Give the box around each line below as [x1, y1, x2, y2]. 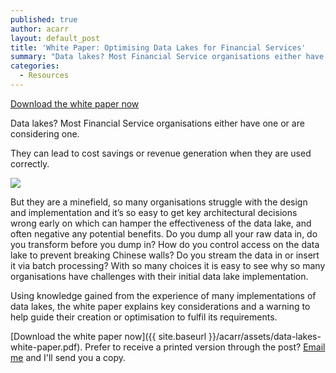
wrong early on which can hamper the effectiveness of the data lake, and [10, 217, 312, 229]
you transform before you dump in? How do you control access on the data [10, 238, 320, 250]
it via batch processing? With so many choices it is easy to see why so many [10, 259, 326, 271]
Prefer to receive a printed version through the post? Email [84, 341, 326, 353]
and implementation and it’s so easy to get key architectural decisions [10, 206, 298, 218]
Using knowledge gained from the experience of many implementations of [10, 289, 317, 301]
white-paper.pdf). [10, 341, 83, 353]
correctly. [10, 157, 50, 170]
